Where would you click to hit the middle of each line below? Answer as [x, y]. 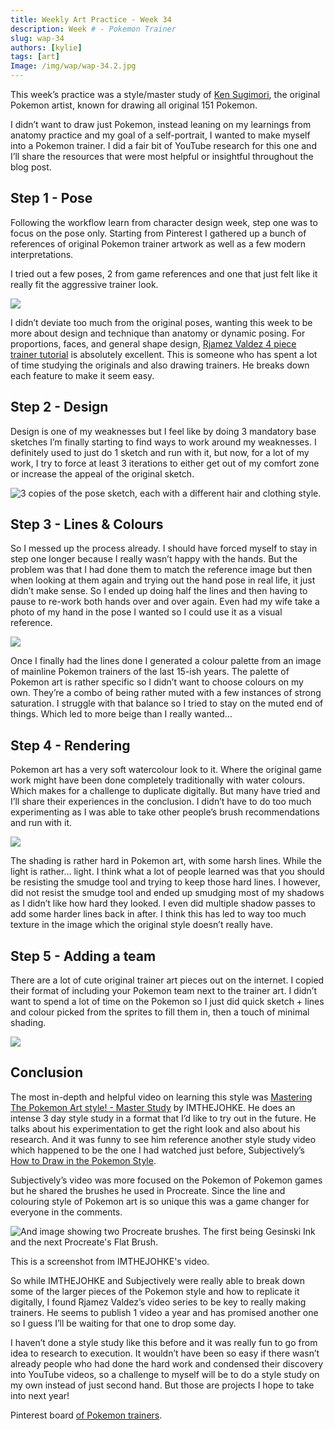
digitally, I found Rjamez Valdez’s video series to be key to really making [158, 1302]
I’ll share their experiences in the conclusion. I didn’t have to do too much [161, 802]
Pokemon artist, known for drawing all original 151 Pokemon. [134, 105]
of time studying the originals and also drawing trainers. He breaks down [160, 365]
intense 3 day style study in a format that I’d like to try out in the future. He [163, 1118]
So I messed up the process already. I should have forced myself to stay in [164, 548]
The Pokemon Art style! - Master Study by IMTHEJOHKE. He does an [153, 1107]
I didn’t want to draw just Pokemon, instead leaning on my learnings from [161, 124]
